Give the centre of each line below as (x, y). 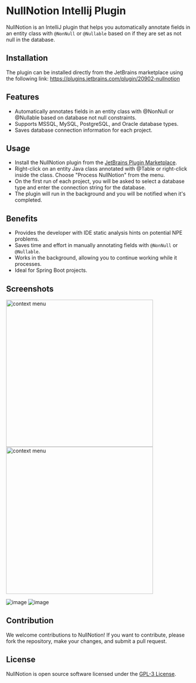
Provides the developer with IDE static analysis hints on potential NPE (99, 233)
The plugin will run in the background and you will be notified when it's (100, 194)
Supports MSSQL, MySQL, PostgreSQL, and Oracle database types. (97, 124)
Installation (27, 58)
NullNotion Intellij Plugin (66, 11)
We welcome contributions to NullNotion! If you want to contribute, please (95, 635)
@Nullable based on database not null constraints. (75, 117)
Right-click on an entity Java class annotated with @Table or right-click (101, 169)
